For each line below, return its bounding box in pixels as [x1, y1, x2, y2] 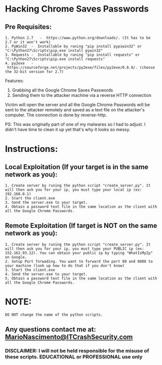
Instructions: [5, 144, 58, 154]
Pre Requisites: [5, 23, 52, 31]
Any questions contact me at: [5, 325, 96, 334]
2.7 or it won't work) [5, 40, 51, 45]
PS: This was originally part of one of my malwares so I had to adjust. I [5, 122, 146, 127]
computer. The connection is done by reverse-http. [5, 112, 107, 118]
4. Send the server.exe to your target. [5, 272, 88, 276]
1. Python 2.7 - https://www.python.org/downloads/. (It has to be [5, 35, 151, 40]
